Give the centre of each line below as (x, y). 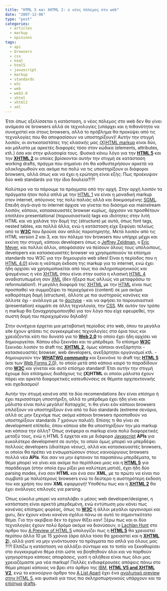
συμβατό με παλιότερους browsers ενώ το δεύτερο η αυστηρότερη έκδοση (83, 478)
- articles (21, 28)
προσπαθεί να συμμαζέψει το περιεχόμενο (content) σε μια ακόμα (74, 290)
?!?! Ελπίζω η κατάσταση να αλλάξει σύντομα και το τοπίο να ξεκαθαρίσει (83, 546)
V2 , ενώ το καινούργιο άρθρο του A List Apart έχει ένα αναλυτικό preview (83, 573)
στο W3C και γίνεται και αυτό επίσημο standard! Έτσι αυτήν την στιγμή (79, 368)
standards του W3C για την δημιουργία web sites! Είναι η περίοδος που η (81, 258)
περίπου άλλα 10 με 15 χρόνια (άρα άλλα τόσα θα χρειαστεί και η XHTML (82, 536)
